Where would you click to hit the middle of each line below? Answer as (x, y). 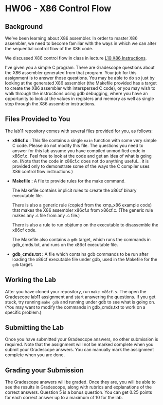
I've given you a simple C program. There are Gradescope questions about (80, 67)
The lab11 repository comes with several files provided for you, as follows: (79, 131)
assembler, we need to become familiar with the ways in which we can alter (81, 43)
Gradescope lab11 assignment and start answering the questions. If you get (80, 297)
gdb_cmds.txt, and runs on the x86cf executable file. (65, 244)
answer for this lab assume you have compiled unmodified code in (79, 151)
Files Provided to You (38, 119)
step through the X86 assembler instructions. (50, 104)
